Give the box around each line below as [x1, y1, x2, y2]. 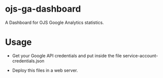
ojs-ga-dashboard [5, 3, 81, 15]
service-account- [122, 53, 158, 58]
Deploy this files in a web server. [12, 67, 78, 73]
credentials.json [12, 58, 45, 64]
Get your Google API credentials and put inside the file [12, 53, 122, 58]
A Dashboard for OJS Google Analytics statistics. [5, 19, 104, 25]
